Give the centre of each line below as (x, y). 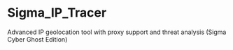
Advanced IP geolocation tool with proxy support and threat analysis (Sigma (117, 32)
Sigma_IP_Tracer (57, 13)
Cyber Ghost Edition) (37, 39)
